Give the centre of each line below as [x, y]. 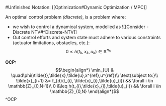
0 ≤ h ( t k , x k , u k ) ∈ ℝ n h [88, 52]
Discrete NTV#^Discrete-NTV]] [45, 32]
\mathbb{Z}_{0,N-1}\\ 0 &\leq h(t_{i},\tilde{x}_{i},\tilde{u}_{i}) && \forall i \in [85, 86]
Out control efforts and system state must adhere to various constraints [87, 37]
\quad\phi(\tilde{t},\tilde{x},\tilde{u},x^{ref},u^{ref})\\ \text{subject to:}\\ [85, 75]
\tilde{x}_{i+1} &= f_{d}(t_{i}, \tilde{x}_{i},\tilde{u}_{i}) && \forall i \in [85, 81]
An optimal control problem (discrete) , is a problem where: [66, 17]
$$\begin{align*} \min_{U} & [85, 70]
